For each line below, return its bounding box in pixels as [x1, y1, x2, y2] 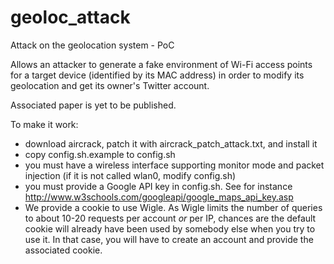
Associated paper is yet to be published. [10, 99, 177, 111]
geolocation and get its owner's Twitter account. [10, 79, 210, 91]
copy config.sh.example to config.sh [24, 148, 176, 160]
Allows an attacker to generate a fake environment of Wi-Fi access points [10, 58, 313, 70]
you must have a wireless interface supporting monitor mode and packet [24, 159, 325, 171]
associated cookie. [24, 244, 103, 256]
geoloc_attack [10, 6, 131, 29]
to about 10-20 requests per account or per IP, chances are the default [24, 212, 317, 224]
